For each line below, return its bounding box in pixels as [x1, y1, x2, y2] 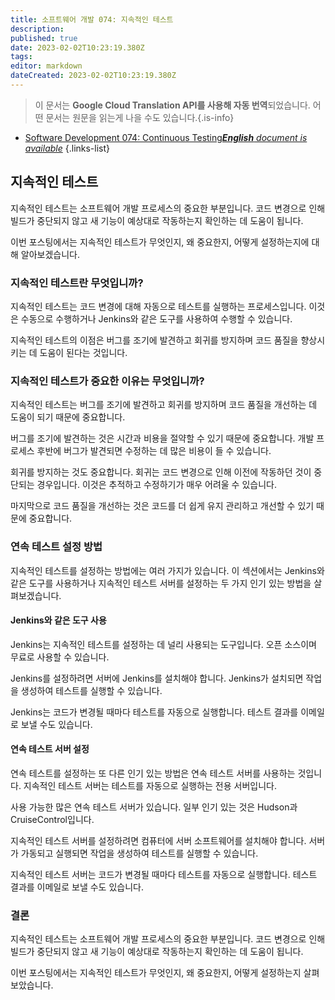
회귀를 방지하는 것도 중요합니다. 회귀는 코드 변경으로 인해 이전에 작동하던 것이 [10, 466, 312, 478]
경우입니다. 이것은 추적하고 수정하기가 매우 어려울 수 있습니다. [36, 479, 277, 491]
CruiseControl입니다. [10, 813, 95, 825]
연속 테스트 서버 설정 [10, 743, 90, 755]
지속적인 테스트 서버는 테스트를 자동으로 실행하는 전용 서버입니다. [23, 779, 277, 791]
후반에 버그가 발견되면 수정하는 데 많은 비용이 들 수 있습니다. [36, 445, 272, 457]
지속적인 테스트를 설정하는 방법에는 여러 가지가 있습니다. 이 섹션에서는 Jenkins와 [10, 564, 325, 576]
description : [10, 24, 65, 34]
